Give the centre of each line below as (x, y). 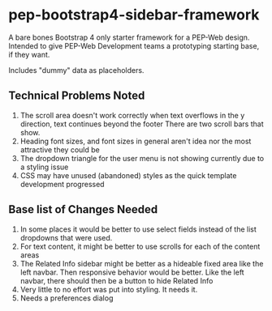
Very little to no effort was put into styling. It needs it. (109, 289)
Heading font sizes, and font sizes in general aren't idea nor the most (136, 141)
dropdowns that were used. (66, 237)
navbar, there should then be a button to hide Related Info (117, 280)
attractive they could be (60, 149)
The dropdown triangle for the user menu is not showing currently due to (142, 158)
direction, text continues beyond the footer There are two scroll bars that (142, 124)
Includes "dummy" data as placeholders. (76, 70)
